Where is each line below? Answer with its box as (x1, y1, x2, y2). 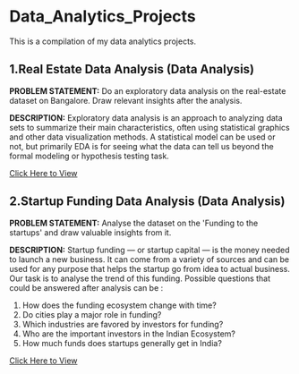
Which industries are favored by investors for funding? (21, 319, 224, 329)
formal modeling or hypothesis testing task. (9, 150, 170, 161)
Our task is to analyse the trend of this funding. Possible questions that (9, 273, 271, 284)
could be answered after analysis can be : (9, 282, 164, 293)
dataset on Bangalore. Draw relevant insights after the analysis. (9, 95, 243, 106)
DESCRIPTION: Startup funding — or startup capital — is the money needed (9, 244, 290, 255)
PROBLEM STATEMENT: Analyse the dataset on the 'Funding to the (9, 217, 259, 228)
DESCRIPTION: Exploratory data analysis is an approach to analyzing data (9, 112, 284, 123)
